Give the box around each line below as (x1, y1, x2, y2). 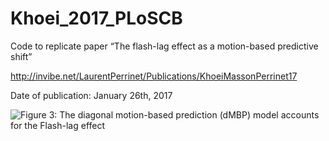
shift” (10, 50, 33, 62)
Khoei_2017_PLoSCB (10, 7, 183, 30)
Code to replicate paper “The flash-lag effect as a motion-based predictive (10, 40, 319, 52)
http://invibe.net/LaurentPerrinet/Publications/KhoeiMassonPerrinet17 (10, 70, 298, 82)
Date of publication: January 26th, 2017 (10, 89, 173, 101)
